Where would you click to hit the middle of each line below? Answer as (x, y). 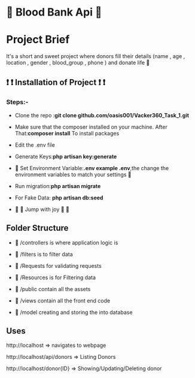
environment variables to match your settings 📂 (73, 174)
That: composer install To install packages (67, 133)
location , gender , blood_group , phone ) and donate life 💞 (78, 63)
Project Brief (38, 40)
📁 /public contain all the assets (53, 289)
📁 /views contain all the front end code (63, 300)
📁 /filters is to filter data (44, 254)
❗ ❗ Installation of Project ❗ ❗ (56, 82)
